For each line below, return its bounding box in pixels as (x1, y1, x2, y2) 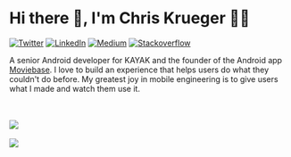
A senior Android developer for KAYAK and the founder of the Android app (9, 54, 283, 65)
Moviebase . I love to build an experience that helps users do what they (9, 64, 270, 75)
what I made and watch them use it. (9, 83, 141, 94)
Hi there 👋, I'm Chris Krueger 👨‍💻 (9, 8, 251, 29)
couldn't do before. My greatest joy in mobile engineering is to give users (9, 73, 279, 84)
